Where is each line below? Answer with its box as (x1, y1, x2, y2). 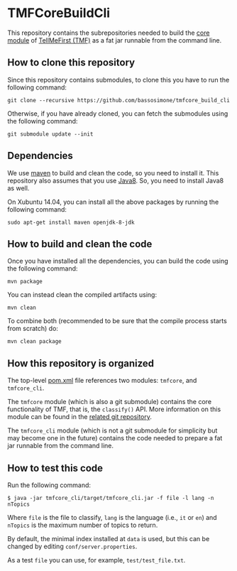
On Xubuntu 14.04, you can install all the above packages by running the (7, 197, 219, 206)
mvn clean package (7, 338, 62, 345)
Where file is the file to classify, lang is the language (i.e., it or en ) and (7, 513, 218, 521)
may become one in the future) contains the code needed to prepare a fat (7, 434, 223, 442)
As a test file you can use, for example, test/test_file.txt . (7, 556, 186, 564)
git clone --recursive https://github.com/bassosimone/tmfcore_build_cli (7, 97, 231, 104)
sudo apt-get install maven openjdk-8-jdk (7, 219, 135, 226)
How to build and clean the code (7, 238, 153, 250)
